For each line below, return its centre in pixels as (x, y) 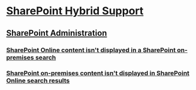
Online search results (38, 80)
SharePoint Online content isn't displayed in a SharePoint (91, 50)
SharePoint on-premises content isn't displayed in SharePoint (98, 73)
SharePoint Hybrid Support (75, 11)
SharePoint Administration (57, 33)
